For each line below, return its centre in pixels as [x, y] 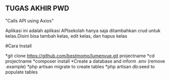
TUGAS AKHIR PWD [37, 8]
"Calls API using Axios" [30, 20]
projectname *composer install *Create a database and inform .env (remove [85, 61]
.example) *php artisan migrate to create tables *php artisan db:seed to [80, 66]
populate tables [22, 72]
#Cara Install [19, 46]
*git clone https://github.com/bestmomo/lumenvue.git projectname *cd [80, 56]
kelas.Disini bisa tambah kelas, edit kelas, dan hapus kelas [66, 36]
